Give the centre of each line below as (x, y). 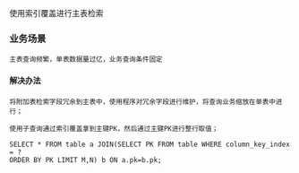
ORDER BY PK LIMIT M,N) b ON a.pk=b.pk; (86, 160)
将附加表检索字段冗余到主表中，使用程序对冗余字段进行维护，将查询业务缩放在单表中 (142, 101)
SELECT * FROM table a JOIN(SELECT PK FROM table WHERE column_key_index (150, 144)
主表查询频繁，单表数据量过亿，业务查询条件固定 (86, 60)
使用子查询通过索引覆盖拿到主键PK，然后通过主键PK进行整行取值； (114, 128)
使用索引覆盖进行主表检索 (56, 13)
